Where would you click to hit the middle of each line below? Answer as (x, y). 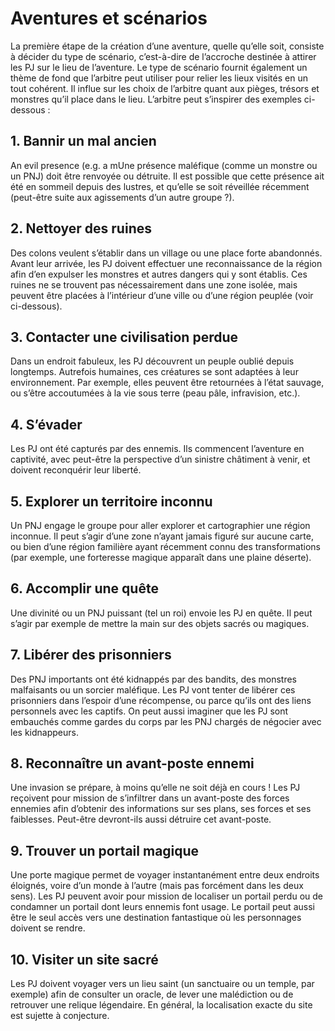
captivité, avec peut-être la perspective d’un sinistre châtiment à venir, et (160, 459)
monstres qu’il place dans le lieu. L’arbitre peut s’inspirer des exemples (156, 99)
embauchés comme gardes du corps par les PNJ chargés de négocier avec (166, 721)
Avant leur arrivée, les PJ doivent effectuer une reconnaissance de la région (166, 263)
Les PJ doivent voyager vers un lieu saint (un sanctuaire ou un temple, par (162, 984)
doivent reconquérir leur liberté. (76, 470)
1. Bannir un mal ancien (83, 141)
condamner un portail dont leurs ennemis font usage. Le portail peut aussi (162, 907)
